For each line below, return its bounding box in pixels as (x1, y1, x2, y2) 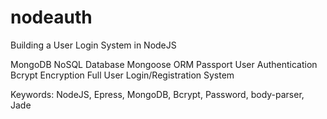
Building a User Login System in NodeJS (10, 39, 177, 51)
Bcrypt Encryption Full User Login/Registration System (10, 69, 235, 81)
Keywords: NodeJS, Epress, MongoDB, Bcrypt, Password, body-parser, (10, 88, 305, 100)
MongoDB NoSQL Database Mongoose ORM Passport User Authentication (10, 58, 318, 70)
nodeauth (10, 6, 93, 29)
